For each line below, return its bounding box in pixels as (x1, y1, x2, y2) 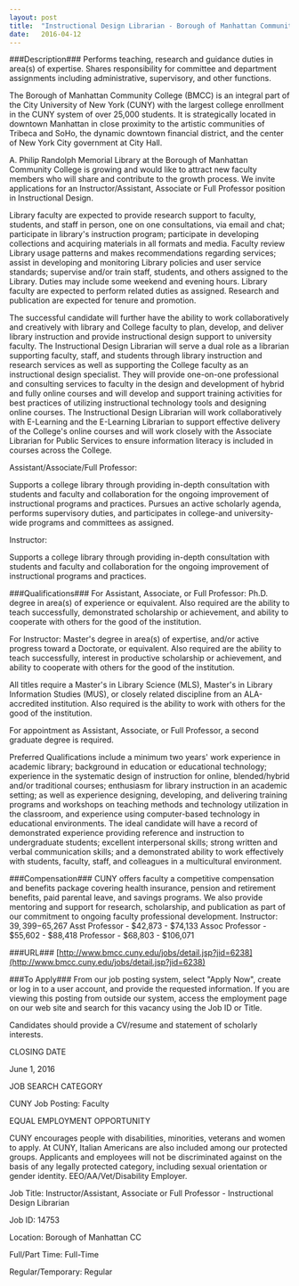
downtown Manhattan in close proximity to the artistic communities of (9, 119, 265, 129)
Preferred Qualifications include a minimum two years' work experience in (9, 752, 281, 763)
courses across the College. (9, 445, 113, 455)
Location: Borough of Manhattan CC (9, 1232, 142, 1243)
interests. (9, 1029, 44, 1040)
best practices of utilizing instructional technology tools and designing (9, 397, 267, 408)
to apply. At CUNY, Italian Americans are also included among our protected (9, 1143, 287, 1153)
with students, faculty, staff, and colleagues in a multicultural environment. (9, 856, 282, 867)
